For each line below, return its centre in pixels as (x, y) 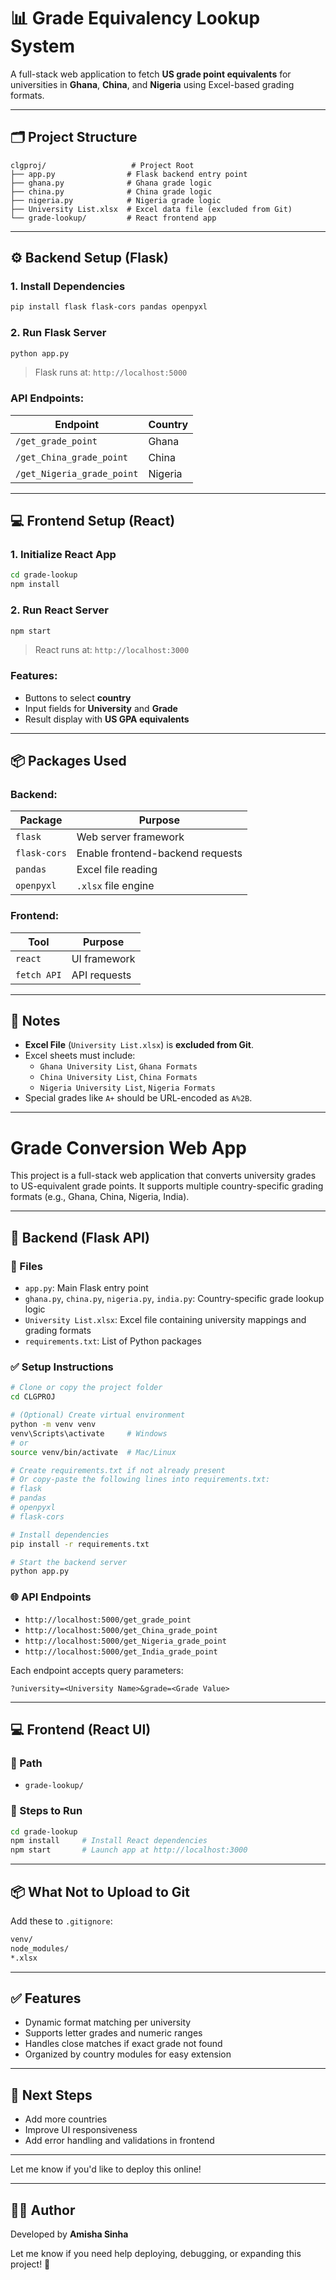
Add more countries (66, 2119)
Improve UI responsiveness (81, 2130)
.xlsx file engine (115, 886)
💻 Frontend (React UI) (81, 1729)
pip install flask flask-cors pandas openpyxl (109, 307)
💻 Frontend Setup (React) (93, 521)
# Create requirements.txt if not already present (118, 1470)
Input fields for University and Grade (101, 708)
